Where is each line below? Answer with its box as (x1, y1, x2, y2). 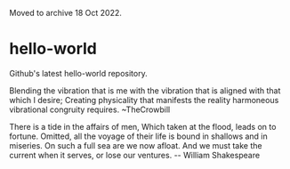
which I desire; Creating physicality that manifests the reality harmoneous (9, 94, 279, 105)
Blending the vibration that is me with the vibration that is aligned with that (9, 84, 281, 96)
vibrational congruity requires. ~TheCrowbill (9, 104, 171, 115)
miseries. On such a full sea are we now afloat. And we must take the (9, 140, 262, 150)
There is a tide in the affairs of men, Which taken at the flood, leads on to (9, 121, 277, 132)
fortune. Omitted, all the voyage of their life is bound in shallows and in (9, 131, 269, 141)
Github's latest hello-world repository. (9, 68, 149, 78)
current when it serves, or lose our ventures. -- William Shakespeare (9, 149, 261, 160)
